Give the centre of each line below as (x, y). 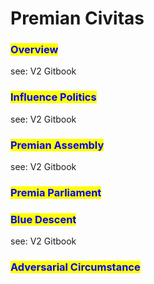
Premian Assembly (57, 145)
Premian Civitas (77, 18)
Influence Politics (53, 97)
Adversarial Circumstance (75, 267)
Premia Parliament (56, 192)
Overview (34, 50)
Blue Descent (43, 219)
